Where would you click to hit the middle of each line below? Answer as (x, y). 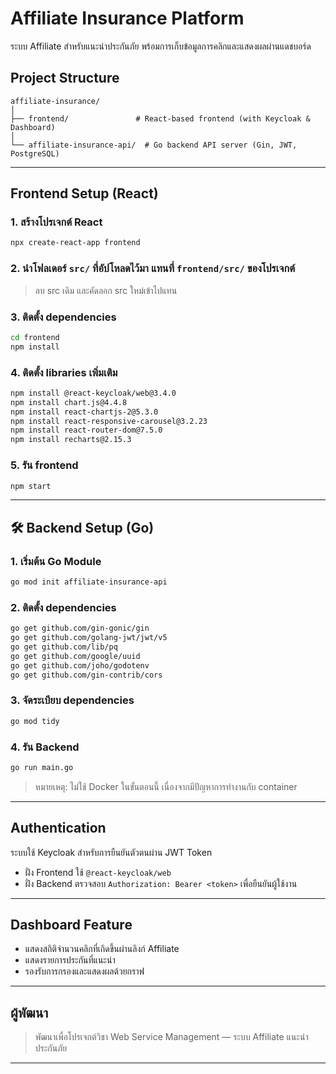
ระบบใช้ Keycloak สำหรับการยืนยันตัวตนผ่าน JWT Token (111, 852)
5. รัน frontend (44, 465)
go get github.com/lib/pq (64, 647)
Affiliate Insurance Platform (127, 18)
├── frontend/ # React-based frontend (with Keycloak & (160, 118)
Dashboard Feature (71, 925)
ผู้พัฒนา (29, 1012)
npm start (31, 486)
